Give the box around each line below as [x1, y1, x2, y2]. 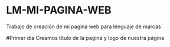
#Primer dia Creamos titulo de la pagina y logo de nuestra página [6, 34, 165, 41]
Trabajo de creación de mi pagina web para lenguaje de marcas [6, 23, 161, 30]
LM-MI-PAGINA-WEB [6, 4, 112, 17]
